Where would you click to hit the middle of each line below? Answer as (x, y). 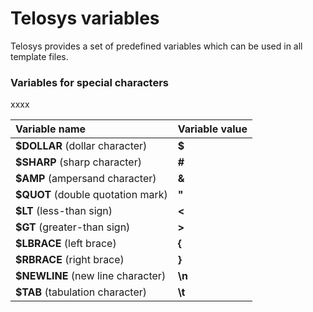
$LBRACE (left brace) (66, 244)
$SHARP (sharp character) (78, 162)
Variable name (51, 129)
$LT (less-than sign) (64, 211)
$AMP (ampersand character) (86, 179)
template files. (39, 56)
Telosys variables (85, 18)
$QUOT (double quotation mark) (91, 195)
